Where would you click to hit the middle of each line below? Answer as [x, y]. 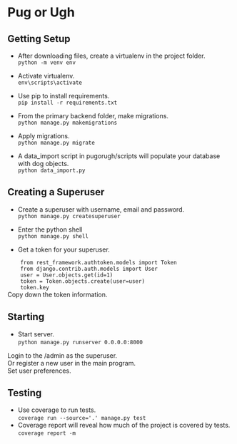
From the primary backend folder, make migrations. [93, 116]
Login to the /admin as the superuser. [62, 355]
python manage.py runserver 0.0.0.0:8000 [80, 342]
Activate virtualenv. [46, 76]
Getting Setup [39, 39]
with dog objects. [43, 164]
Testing [25, 393]
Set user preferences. [39, 371]
